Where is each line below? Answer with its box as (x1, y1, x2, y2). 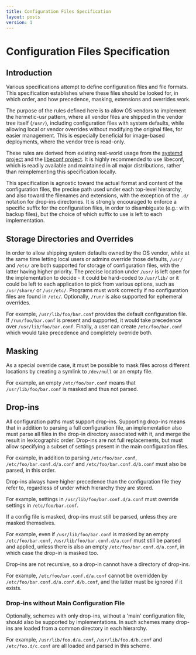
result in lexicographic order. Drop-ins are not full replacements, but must (6, 437, 183, 444)
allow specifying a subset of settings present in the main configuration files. (6, 443, 189, 450)
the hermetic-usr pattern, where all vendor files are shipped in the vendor (6, 114, 184, 121)
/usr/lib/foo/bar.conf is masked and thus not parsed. (6, 386, 139, 392)
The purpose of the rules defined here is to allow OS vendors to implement (6, 107, 186, 114)
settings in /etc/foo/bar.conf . (6, 502, 79, 509)
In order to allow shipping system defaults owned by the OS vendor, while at (6, 249, 190, 256)
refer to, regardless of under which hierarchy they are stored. (6, 484, 154, 491)
